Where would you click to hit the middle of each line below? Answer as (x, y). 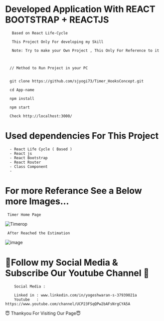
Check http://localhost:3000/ (41, 116)
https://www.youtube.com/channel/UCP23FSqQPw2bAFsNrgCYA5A (68, 304)
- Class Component (29, 166)
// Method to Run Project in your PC (49, 68)
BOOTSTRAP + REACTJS (57, 20)
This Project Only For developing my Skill (58, 42)
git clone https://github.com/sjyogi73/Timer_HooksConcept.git (77, 81)
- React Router (25, 162)
